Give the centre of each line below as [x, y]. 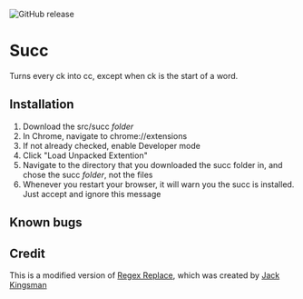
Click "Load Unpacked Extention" [85, 155]
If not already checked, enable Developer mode [112, 145]
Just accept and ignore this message [92, 194]
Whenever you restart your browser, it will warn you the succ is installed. [158, 184]
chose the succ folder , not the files [88, 174]
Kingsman [28, 284]
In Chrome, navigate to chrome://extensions [105, 135]
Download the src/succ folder [78, 126]
